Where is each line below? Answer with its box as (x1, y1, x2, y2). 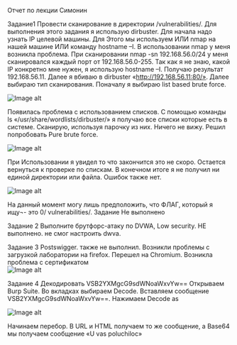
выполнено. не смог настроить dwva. (7, 229, 121, 237)
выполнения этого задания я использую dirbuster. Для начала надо (7, 28, 213, 35)
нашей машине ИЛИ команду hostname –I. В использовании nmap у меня (7, 43, 231, 50)
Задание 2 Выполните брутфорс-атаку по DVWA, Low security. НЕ (7, 221, 207, 230)
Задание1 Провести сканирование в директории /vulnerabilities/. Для (7, 20, 217, 28)
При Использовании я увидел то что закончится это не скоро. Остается (7, 158, 226, 166)
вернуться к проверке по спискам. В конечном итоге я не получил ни (7, 165, 220, 173)
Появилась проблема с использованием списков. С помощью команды (7, 108, 226, 116)
